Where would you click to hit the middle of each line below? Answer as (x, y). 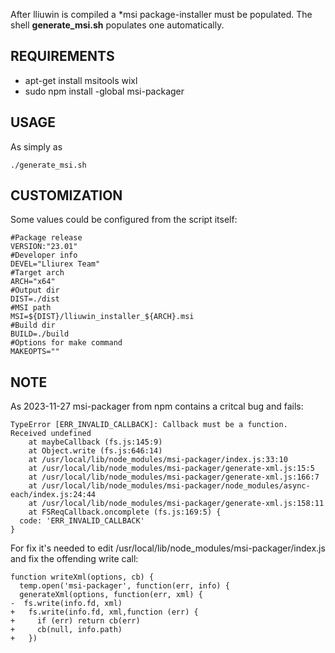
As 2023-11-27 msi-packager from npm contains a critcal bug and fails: (157, 406)
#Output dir (35, 290)
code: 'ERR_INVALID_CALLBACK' (82, 521)
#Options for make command (66, 343)
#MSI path (31, 308)
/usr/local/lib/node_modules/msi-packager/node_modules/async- (176, 486)
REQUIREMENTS (62, 56)
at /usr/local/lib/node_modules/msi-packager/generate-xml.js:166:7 (174, 477)
